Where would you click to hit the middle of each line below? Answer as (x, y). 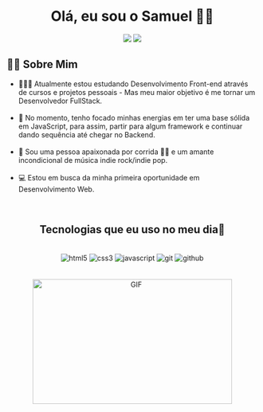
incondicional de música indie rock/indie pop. (93, 160)
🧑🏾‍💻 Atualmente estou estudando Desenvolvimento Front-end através (133, 84)
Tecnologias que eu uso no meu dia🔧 (132, 230)
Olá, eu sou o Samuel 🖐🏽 (132, 16)
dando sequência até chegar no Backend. (86, 134)
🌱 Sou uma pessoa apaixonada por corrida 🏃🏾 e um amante (116, 152)
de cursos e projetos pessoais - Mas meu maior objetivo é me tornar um (137, 92)
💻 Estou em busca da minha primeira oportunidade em (109, 177)
